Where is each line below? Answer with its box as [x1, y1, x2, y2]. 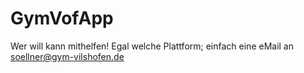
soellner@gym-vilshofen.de [10, 50, 125, 62]
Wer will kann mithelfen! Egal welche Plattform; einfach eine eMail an [10, 40, 295, 52]
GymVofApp [10, 7, 114, 30]
